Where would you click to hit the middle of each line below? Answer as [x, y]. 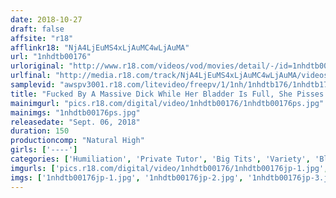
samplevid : [33, 85]
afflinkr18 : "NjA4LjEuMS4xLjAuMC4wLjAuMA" [100, 47]
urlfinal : [31, 76]
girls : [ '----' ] [44, 150]
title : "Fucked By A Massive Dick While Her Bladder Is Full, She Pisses [167, 94]
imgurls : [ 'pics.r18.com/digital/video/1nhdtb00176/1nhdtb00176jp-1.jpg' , [169, 168]
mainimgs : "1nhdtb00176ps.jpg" [75, 112]
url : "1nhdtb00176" [51, 57]
